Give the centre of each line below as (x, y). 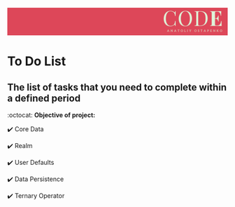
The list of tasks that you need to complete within (117, 87)
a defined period (44, 98)
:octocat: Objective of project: (51, 115)
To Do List (37, 61)
